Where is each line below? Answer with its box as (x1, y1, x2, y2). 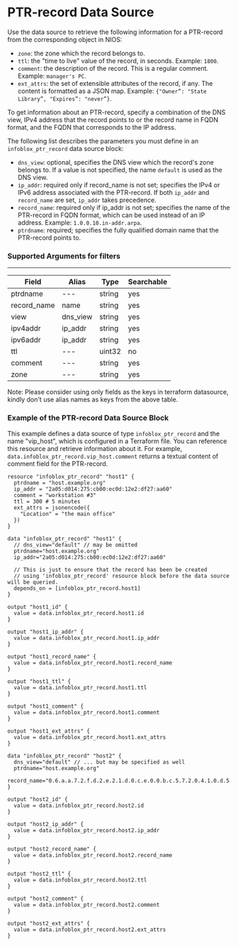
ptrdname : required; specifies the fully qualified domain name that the (17, 226, 220, 234)
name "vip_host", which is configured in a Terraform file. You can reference (7, 437, 227, 445)
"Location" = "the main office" (20, 510, 115, 518)
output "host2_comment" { (7, 895, 84, 902)
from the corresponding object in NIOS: (7, 35, 123, 43)
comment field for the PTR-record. (7, 459, 108, 468)
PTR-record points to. (17, 233, 81, 242)
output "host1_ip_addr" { (7, 628, 84, 635)
